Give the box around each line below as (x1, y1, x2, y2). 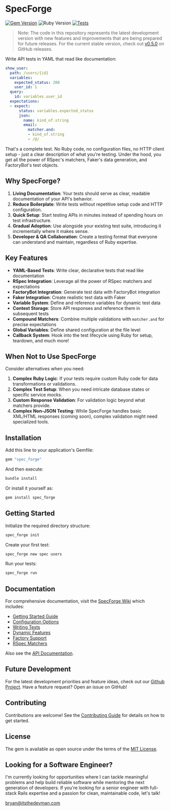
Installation (5, 433, 41, 442)
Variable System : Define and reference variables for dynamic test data (12, 300, 161, 306)
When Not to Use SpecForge (5, 352, 97, 361)
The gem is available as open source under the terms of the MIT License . (5, 746, 158, 752)
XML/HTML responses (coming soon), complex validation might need (12, 413, 158, 420)
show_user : (5, 66, 28, 71)
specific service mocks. (12, 392, 62, 398)
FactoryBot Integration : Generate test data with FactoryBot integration (12, 288, 160, 295)
